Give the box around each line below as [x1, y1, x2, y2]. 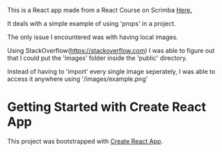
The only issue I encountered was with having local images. [7, 33, 179, 41]
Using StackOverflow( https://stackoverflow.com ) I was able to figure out [7, 47, 215, 54]
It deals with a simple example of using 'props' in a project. [7, 20, 176, 27]
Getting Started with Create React [7, 99, 207, 115]
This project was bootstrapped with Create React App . [7, 137, 164, 145]
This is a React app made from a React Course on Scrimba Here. [7, 6, 193, 14]
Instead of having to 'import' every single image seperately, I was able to [7, 68, 216, 75]
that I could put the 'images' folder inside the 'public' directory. [7, 54, 188, 62]
